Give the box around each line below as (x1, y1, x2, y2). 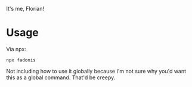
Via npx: (6, 45, 27, 52)
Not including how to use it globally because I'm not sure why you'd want (6, 67, 187, 74)
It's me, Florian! (6, 5, 45, 12)
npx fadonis (6, 57, 36, 63)
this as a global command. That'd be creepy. (6, 74, 116, 81)
